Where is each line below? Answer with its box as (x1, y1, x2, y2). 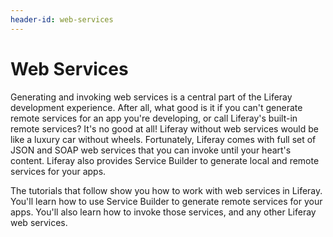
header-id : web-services (10, 14, 114, 25)
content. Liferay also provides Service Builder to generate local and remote (10, 154, 320, 166)
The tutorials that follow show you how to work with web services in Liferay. (10, 184, 323, 196)
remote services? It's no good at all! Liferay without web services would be (10, 122, 319, 135)
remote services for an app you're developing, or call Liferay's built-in (10, 112, 298, 124)
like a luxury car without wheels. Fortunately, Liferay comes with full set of (10, 133, 317, 145)
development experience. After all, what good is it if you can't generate (10, 101, 303, 113)
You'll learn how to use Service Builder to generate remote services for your (10, 195, 323, 207)
